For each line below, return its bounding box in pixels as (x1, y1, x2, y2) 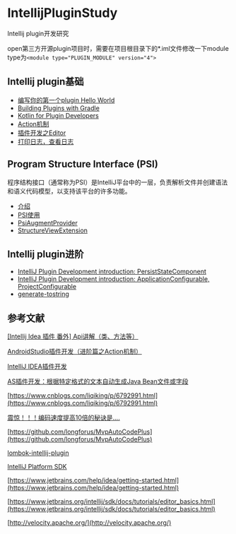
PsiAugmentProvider (17, 218, 78, 227)
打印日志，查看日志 (17, 137, 74, 146)
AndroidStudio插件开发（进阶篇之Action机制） (7, 348, 143, 356)
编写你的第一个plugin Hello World (17, 95, 115, 104)
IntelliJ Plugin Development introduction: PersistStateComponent (17, 267, 207, 276)
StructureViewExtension (17, 226, 88, 235)
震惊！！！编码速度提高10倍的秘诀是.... (7, 413, 120, 422)
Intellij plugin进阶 (7, 248, 84, 260)
